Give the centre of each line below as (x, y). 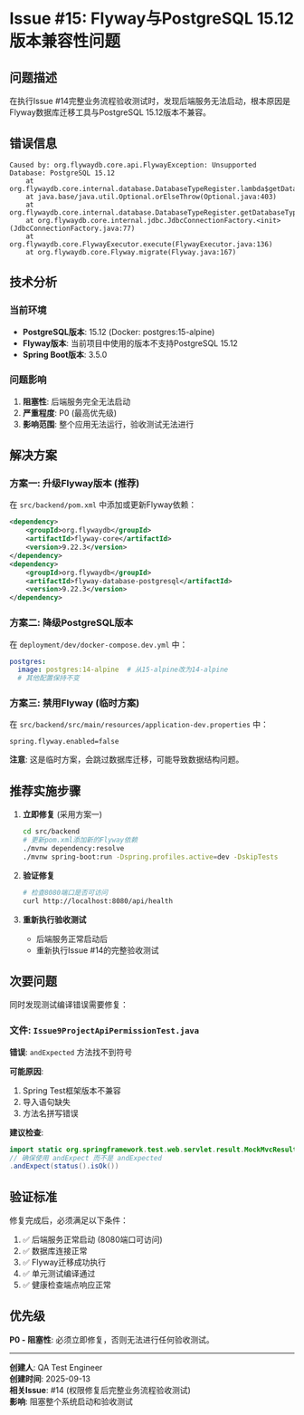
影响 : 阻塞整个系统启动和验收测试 (71, 1401)
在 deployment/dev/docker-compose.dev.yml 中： (99, 644)
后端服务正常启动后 (72, 939)
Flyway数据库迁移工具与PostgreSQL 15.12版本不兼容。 (110, 112)
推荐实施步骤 (45, 790)
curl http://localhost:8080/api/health (98, 901)
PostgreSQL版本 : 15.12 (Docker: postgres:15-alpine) (119, 332)
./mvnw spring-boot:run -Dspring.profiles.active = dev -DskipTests (150, 857)
